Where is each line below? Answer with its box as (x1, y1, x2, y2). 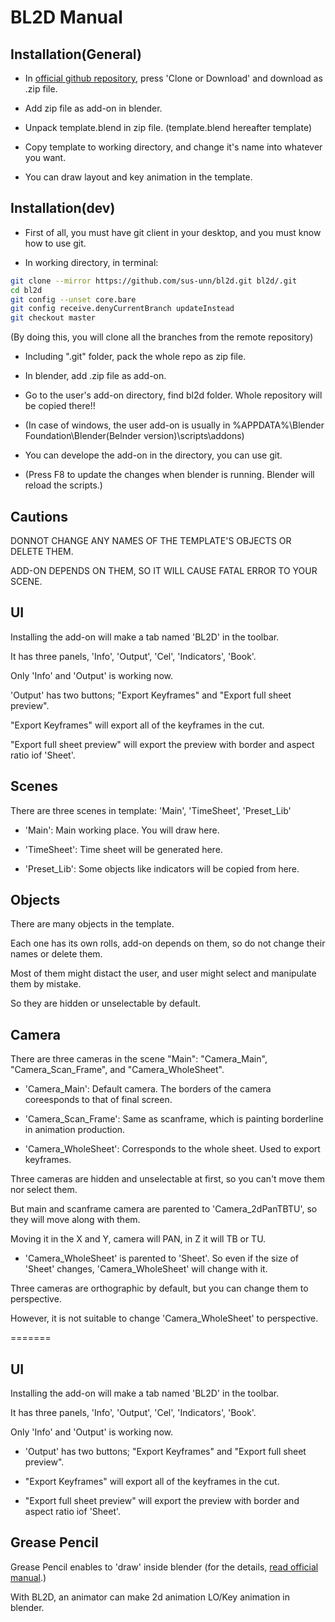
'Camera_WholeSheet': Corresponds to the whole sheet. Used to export (24, 1143, 321, 1155)
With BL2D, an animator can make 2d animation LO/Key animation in (10, 1591, 291, 1603)
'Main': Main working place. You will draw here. (24, 824, 220, 836)
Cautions (10, 508, 68, 525)
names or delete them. (10, 948, 103, 960)
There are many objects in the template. (10, 918, 175, 930)
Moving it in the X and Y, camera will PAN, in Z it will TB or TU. (10, 1233, 267, 1245)
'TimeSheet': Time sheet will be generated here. (24, 843, 223, 855)
